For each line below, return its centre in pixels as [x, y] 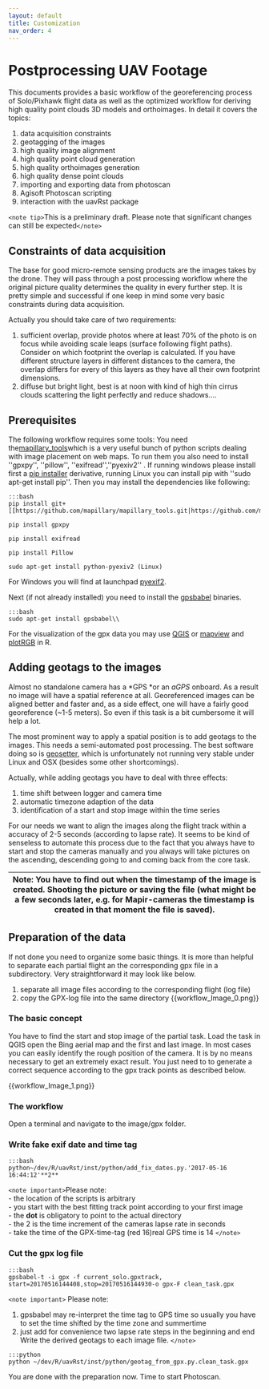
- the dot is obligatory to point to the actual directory [95, 1216]
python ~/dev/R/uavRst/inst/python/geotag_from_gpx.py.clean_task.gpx [128, 1362]
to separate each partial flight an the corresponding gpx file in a [113, 965]
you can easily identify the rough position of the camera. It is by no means [130, 1053]
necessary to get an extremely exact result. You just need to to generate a [130, 1061]
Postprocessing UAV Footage [108, 70]
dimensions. [40, 378]
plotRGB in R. [30, 642]
